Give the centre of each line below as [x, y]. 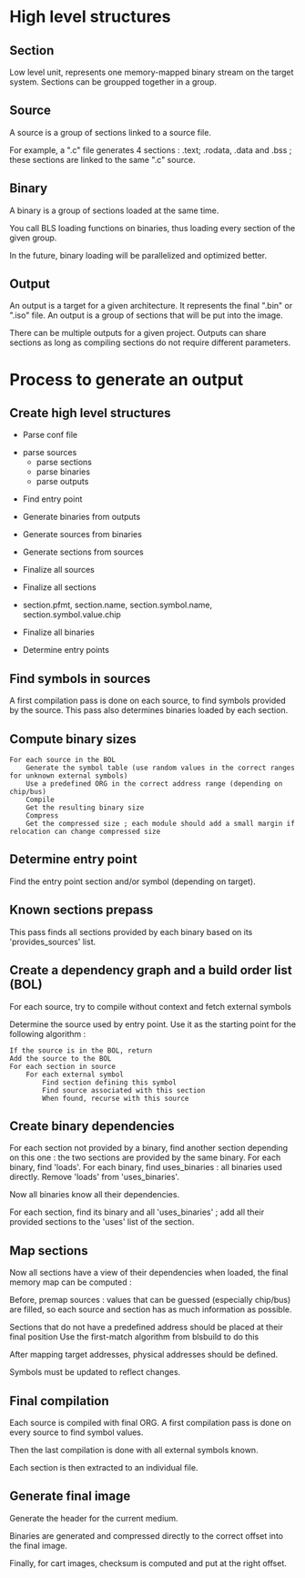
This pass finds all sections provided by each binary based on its [131, 932]
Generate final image [70, 1497]
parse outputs [62, 482]
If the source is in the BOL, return [81, 1050]
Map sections [49, 1251]
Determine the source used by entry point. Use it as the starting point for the [153, 1024]
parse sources [50, 453]
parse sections [64, 463]
